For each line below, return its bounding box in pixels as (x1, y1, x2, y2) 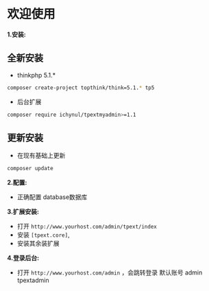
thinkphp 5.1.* (16, 71, 56, 79)
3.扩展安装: (7, 207, 40, 216)
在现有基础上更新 (16, 152, 66, 160)
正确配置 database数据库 (16, 193, 88, 201)
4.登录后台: (7, 254, 40, 262)
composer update (7, 165, 53, 172)
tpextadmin (16, 276, 49, 285)
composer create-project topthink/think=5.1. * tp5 (7, 84, 155, 91)
